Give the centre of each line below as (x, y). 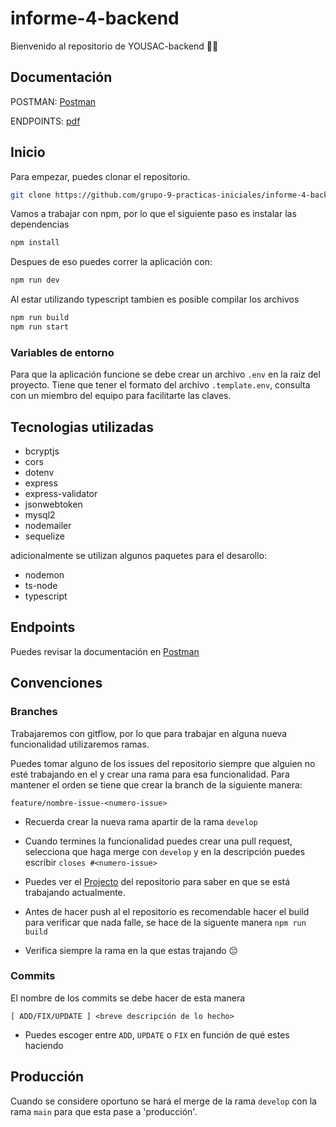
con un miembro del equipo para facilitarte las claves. (121, 396)
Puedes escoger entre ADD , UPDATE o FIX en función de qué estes (157, 1034)
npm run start (40, 327)
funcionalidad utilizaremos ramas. (80, 744)
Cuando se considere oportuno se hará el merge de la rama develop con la (163, 1101)
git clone (31, 195)
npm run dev (35, 280)
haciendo (44, 1045)
